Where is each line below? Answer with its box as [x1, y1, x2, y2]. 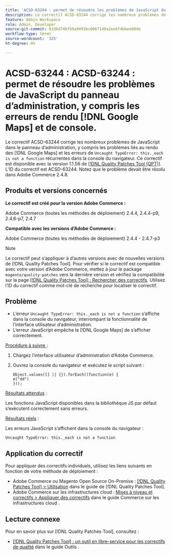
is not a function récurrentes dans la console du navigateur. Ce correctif [5, 155, 162, 161]
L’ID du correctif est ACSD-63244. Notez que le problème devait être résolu [5, 166, 165, 172]
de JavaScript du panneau [5, 89, 119, 100]
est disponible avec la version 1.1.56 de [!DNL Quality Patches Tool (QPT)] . [5, 160, 162, 167]
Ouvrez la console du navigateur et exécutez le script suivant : [12, 362, 144, 368]
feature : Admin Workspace [5, 17, 60, 22]
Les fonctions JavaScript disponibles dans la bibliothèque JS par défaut [5, 400, 157, 406]
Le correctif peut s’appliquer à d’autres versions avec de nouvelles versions [5, 255, 165, 261]
